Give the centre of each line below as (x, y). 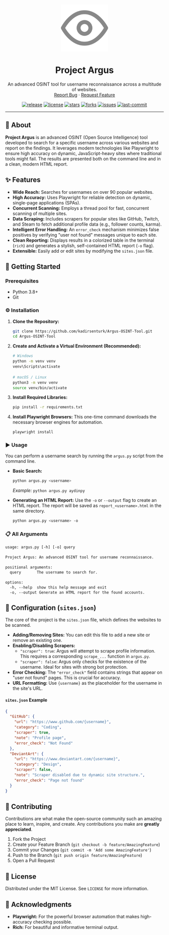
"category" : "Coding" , (38, 727)
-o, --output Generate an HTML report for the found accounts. (77, 592)
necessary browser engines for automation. (58, 422)
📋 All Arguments (26, 534)
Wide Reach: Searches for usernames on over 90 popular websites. (83, 192)
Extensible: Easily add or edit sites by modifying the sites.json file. (83, 251)
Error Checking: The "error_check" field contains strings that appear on (87, 672)
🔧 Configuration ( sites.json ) (51, 607)
